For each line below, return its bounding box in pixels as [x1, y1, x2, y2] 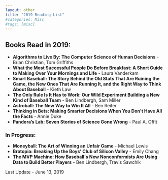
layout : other [5, 7, 36, 13]
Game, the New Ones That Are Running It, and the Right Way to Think [12, 81, 161, 87]
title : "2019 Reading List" [5, 12, 65, 17]
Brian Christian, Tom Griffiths [12, 59, 74, 66]
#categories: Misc [5, 17, 44, 22]
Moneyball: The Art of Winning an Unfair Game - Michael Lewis [12, 143, 148, 149]
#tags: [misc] [5, 21, 36, 27]
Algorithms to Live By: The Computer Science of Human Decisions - [12, 54, 159, 60]
